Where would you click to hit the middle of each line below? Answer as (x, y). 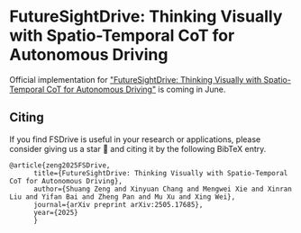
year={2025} (55, 212)
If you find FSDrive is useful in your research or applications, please (135, 139)
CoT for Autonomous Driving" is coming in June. (136, 89)
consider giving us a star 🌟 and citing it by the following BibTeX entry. (138, 148)
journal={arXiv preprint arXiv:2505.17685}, (118, 204)
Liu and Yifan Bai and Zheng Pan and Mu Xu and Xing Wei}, (123, 197)
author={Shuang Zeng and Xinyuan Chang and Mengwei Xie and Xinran (163, 189)
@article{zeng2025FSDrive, (60, 165)
